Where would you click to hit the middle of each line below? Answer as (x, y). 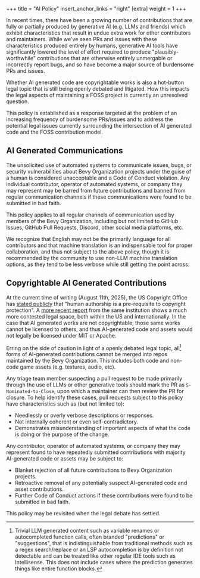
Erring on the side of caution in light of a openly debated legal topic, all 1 (94, 347)
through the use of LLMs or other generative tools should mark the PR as (96, 385)
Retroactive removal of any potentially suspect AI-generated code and (101, 483)
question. (18, 101)
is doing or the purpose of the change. (62, 434)
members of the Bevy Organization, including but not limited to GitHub (92, 221)
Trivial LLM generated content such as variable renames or (87, 531)
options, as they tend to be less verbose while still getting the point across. (98, 264)
